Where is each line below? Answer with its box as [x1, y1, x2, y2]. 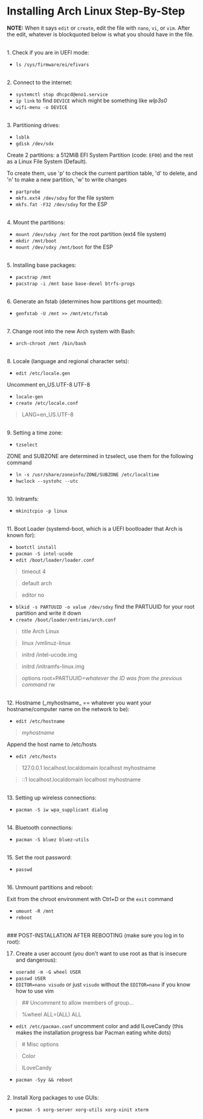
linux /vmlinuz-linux [21, 639, 71, 646]
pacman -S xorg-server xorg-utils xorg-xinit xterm [15, 1106, 149, 1113]
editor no [21, 591, 45, 599]
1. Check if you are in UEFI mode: [7, 48, 89, 56]
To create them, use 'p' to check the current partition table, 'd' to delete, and [7, 169, 198, 177]
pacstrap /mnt [15, 274, 51, 280]
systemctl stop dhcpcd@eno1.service [15, 91, 108, 97]
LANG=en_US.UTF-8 [21, 410, 74, 418]
